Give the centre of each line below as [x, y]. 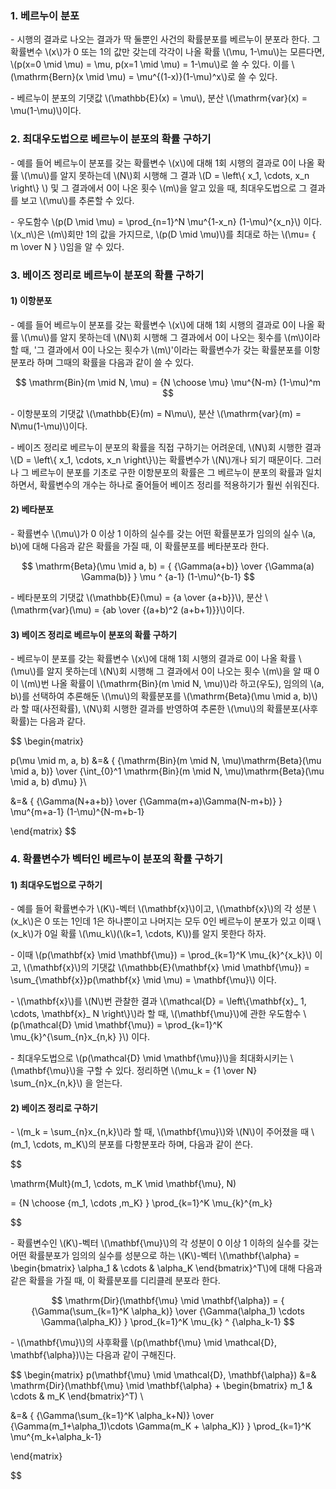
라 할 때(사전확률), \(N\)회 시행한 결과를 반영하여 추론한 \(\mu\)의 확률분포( [156, 709]
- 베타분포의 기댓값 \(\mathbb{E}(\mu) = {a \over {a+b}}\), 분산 [136, 597]
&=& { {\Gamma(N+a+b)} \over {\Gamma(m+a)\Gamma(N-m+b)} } [146, 801]
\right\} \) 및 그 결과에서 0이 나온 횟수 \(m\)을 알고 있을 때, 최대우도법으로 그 [159, 188]
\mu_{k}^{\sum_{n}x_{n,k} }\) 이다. [80, 1037]
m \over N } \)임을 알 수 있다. [67, 246]
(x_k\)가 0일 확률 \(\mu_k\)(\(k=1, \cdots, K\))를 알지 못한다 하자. [138, 934]
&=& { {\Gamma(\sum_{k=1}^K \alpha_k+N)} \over [112, 1416]
